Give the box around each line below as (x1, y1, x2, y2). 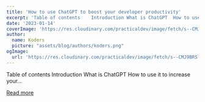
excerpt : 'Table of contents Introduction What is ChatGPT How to (6, 15, 190, 21)
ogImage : (6, 49, 29, 55)
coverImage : (6, 25, 37, 32)
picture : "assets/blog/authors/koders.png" (12, 43, 124, 49)
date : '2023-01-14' (6, 20, 56, 26)
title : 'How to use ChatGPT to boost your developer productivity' (6, 8, 182, 15)
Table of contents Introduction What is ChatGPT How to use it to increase (6, 70, 191, 78)
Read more (6, 89, 34, 96)
